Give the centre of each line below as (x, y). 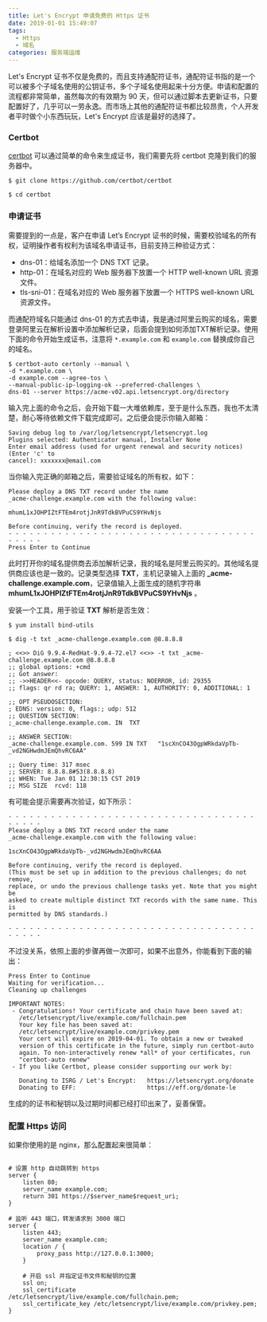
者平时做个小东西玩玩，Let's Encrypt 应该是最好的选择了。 (104, 116)
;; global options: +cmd (49, 667)
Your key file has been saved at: (76, 1025)
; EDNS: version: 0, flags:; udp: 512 (72, 709)
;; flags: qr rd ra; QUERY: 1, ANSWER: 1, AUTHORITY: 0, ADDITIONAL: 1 (129, 688)
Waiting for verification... (56, 983)
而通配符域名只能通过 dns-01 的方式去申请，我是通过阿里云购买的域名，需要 (133, 319)
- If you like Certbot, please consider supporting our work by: (122, 1066)
